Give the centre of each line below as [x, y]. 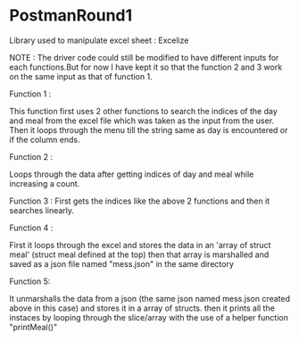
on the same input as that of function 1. [81, 76]
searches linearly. [42, 210]
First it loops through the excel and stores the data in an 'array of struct [140, 245]
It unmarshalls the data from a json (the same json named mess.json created [150, 298]
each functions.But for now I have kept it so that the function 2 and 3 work [146, 67]
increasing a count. [45, 183]
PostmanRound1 [71, 16]
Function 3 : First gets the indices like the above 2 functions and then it [140, 201]
